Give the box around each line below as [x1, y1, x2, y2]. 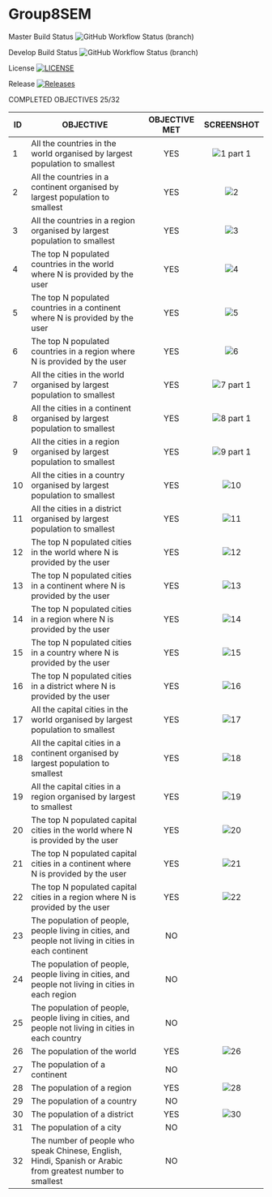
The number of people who [31, 1135, 135, 1146]
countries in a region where [31, 346, 135, 357]
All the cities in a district [31, 502, 122, 514]
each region [31, 988, 77, 1000]
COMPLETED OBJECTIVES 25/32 [8, 94, 120, 104]
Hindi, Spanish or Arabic [31, 1155, 123, 1166]
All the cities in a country [31, 469, 125, 480]
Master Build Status [8, 32, 74, 41]
